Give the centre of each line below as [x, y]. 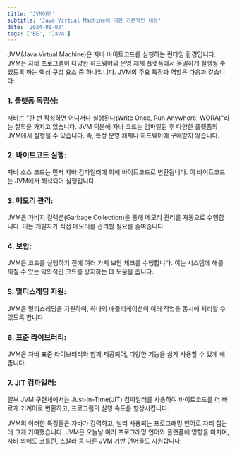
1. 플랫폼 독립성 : [33, 101]
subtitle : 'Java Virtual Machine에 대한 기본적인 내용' [85, 20]
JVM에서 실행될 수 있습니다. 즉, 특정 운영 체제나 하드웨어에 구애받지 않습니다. [114, 135]
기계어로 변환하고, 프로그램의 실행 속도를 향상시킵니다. [95, 408]
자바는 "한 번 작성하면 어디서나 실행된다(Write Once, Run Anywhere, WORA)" [116, 118]
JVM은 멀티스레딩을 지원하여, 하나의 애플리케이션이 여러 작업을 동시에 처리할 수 [116, 308]
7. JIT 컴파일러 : [32, 383]
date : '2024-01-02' [36, 27]
